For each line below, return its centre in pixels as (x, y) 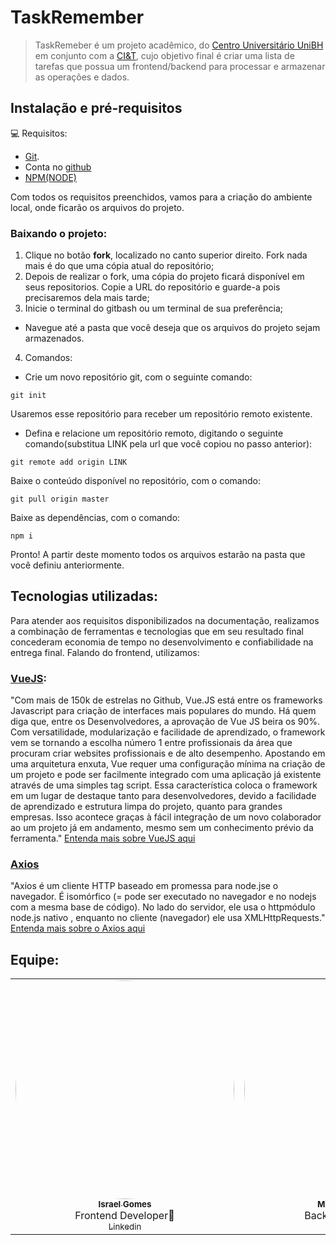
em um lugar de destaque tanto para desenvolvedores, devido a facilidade (163, 796)
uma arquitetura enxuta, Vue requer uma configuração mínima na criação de (168, 764)
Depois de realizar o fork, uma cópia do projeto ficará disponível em (164, 277)
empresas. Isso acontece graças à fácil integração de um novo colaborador (166, 817)
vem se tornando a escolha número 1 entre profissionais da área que (151, 743)
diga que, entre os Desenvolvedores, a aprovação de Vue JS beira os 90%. (165, 722)
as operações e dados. (82, 77)
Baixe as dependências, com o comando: (95, 518)
